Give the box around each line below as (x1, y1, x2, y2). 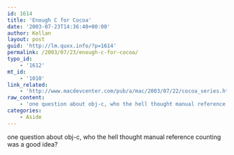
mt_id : (7, 68, 26, 75)
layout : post (7, 36, 45, 43)
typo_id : (7, 56, 33, 63)
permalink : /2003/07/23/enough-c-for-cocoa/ (7, 49, 139, 56)
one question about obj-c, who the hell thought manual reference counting (7, 133, 221, 141)
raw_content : (7, 95, 45, 101)
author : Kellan (7, 29, 52, 37)
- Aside (19, 113, 42, 120)
